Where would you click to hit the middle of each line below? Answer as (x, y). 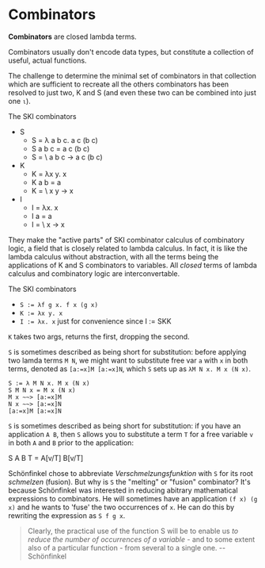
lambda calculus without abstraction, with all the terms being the (114, 256)
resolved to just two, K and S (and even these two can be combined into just (132, 92)
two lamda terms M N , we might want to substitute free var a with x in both (128, 360)
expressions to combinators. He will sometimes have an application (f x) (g (133, 498)
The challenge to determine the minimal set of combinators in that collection (132, 75)
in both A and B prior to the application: (71, 443)
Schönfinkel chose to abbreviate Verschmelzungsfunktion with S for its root (131, 473)
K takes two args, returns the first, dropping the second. (99, 336)
